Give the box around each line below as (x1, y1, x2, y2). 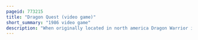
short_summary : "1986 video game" (6, 19, 91, 25)
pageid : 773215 (6, 8, 44, 15)
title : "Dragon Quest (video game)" (6, 14, 96, 20)
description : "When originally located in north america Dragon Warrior (6, 25, 189, 31)
